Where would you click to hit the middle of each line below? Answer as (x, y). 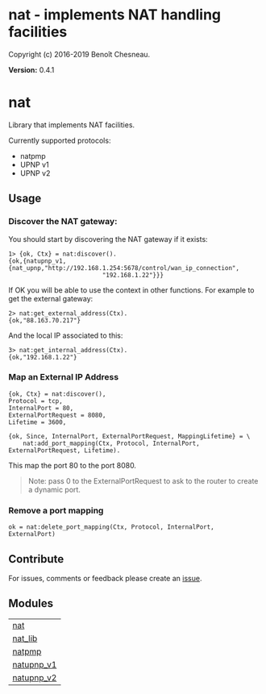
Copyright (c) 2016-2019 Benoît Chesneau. (79, 54)
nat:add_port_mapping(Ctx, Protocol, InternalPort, (111, 443)
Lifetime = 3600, (37, 422)
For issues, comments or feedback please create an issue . (105, 578)
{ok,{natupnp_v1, (37, 261)
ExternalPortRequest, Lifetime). (64, 450)
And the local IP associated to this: (66, 335)
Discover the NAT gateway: (63, 222)
